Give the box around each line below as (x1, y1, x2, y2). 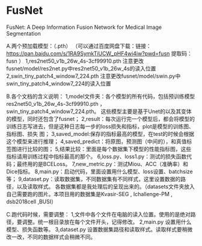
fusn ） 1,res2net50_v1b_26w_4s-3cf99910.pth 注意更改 (6, 57, 144, 64)
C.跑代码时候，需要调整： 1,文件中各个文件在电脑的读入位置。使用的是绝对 (6, 211, 191, 218)
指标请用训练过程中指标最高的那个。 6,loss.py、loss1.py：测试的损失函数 (6, 153, 187, 160)
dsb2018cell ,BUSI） (6, 198, 57, 205)
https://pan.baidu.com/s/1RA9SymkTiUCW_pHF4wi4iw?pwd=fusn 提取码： (6, 49, 192, 57)
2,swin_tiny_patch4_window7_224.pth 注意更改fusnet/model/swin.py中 (6, 72, 181, 79)
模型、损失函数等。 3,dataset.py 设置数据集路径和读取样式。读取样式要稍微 (6, 226, 193, 233)
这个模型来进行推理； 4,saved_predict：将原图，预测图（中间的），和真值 (6, 138, 188, 145)
